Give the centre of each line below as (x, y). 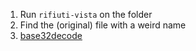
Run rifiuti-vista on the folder (86, 14)
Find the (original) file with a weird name (103, 25)
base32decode (51, 35)
